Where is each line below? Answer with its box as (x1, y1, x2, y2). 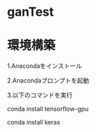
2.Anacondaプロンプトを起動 (7, 76, 90, 85)
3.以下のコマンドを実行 (7, 91, 73, 100)
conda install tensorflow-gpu (7, 104, 89, 113)
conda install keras (7, 118, 60, 126)
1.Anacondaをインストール (7, 62, 82, 70)
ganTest (7, 4, 54, 20)
